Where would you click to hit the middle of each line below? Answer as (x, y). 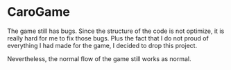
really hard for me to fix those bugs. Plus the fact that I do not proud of (108, 38)
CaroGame (39, 12)
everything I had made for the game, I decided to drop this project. (102, 45)
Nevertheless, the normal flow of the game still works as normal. (100, 58)
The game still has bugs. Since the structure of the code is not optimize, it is (116, 31)
